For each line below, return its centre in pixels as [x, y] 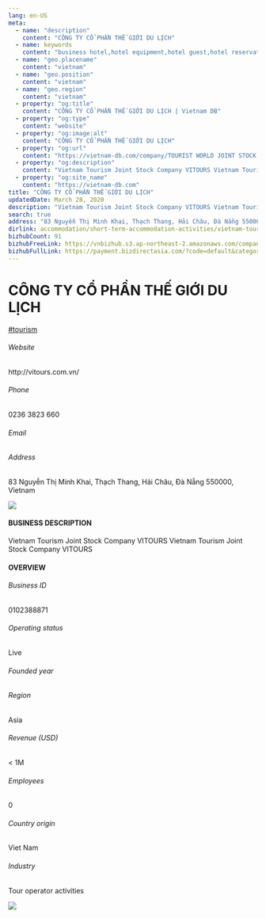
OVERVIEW [27, 567]
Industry [22, 866]
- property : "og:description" [65, 163]
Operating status [36, 628]
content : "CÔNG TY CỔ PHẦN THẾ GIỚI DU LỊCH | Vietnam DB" [122, 112]
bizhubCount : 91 [35, 237]
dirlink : [23, 229]
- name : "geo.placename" [56, 60]
